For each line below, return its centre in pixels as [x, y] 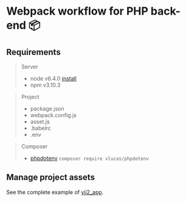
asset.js [40, 121]
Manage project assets [51, 177]
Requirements [33, 52]
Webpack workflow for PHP [77, 11]
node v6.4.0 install [53, 78]
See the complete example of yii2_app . [55, 192]
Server [29, 67]
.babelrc [41, 128]
